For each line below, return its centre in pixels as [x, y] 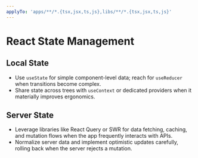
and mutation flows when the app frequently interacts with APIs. [94, 136]
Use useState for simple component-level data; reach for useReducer [99, 78]
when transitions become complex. [58, 83]
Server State [30, 115]
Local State [27, 63]
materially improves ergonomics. [55, 97]
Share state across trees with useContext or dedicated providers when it [103, 90]
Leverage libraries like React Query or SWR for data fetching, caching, [101, 129]
